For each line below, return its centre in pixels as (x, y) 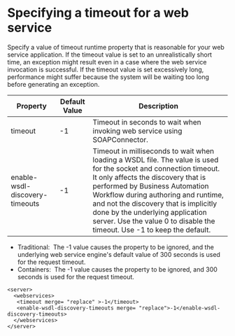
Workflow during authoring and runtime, (158, 195)
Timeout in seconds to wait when (147, 122)
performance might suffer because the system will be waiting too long (108, 77)
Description (158, 106)
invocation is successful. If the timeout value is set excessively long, (106, 69)
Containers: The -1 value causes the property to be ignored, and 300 (117, 269)
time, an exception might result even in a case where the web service (107, 62)
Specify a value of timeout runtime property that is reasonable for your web (116, 47)
